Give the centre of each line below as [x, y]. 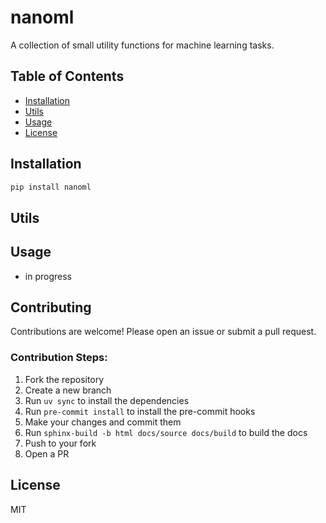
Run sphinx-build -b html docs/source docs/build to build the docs [166, 432]
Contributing [51, 307]
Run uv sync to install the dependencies [107, 400]
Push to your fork [60, 443]
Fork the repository [64, 379]
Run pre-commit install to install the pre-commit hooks [140, 411]
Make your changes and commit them [103, 422]
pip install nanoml [51, 187]
